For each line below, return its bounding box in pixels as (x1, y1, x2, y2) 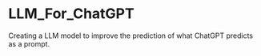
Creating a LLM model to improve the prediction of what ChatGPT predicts (8, 31, 254, 40)
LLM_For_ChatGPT (8, 5, 135, 23)
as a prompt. (8, 39, 50, 48)
